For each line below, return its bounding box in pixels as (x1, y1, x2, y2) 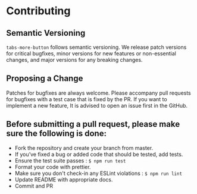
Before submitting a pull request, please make (6, 119, 180, 129)
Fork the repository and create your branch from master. (14, 144, 154, 151)
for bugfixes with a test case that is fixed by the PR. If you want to (6, 95, 168, 102)
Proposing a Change (6, 73, 83, 84)
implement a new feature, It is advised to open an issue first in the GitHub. (6, 102, 188, 109)
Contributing (6, 4, 71, 18)
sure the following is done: (6, 129, 107, 139)
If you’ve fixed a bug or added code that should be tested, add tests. (14, 151, 183, 158)
